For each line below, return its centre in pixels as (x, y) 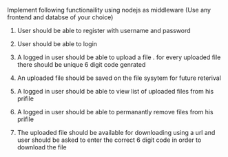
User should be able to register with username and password (104, 31)
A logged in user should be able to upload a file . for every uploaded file (119, 57)
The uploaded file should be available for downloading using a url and (116, 133)
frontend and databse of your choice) (60, 17)
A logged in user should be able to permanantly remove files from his (115, 112)
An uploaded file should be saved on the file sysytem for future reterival (119, 78)
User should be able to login (57, 44)
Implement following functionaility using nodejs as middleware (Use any (109, 10)
